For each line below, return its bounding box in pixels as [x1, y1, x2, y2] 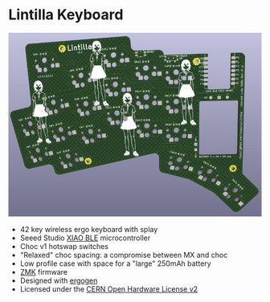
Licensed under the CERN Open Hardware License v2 [19, 284, 198, 294]
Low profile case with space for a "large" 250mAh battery [19, 259, 211, 268]
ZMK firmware [19, 267, 68, 277]
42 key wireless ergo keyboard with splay [19, 225, 158, 235]
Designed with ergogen [19, 275, 98, 286]
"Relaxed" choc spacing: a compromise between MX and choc [19, 251, 228, 260]
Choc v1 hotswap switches [19, 242, 108, 251]
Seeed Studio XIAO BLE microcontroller [19, 233, 151, 243]
